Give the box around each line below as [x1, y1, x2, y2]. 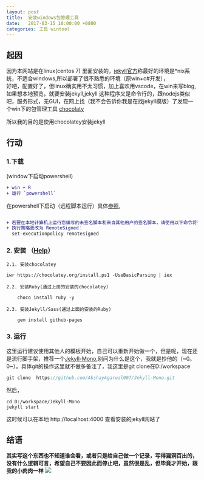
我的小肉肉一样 [6, 467, 44, 475]
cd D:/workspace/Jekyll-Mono [6, 398, 80, 405]
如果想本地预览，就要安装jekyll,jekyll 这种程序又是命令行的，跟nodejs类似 [6, 90, 191, 97]
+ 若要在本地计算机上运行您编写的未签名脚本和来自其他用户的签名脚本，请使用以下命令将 [6, 220, 197, 226]
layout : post [6, 9, 39, 15]
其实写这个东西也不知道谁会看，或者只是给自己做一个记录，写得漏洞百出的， [6, 452, 198, 459]
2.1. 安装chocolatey [6, 262, 56, 268]
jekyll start [6, 404, 39, 410]
